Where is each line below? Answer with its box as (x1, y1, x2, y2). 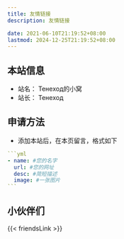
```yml (7, 150, 27, 157)
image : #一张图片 (13, 177, 61, 184)
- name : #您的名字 (7, 157, 58, 164)
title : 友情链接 (7, 10, 51, 18)
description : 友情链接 (7, 17, 70, 24)
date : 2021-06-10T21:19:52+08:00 (7, 30, 106, 37)
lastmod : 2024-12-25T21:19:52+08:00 (7, 36, 115, 43)
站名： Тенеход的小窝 (17, 84, 83, 93)
